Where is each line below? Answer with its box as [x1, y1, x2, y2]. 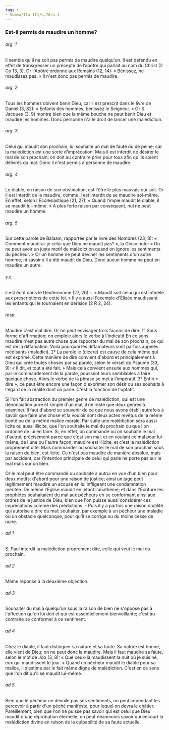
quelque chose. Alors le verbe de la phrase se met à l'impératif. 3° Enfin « [5, 376, 158, 382]
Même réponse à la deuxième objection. [5, 579, 89, 585]
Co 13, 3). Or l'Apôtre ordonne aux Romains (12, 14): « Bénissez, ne [5, 68, 144, 74]
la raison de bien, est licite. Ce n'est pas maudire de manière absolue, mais [5, 450, 161, 456]
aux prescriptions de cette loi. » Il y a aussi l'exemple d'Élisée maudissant [5, 295, 158, 301]
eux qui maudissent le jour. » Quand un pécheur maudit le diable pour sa [5, 659, 156, 665]
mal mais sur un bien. [5, 460, 50, 466]
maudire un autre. [5, 262, 42, 268]
